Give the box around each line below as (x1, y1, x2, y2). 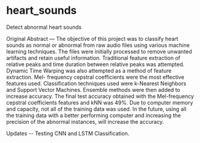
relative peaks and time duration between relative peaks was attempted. (6, 61, 185, 68)
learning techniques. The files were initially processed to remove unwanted (6, 47, 192, 55)
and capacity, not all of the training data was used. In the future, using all (6, 105, 187, 112)
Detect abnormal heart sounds (6, 23, 82, 31)
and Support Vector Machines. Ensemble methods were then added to (6, 86, 180, 93)
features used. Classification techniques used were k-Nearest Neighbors (6, 79, 187, 87)
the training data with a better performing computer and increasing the (6, 112, 181, 119)
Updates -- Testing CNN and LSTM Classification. (6, 130, 130, 137)
